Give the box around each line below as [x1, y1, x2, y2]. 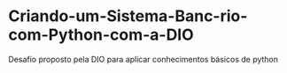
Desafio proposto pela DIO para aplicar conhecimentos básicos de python [8, 54, 279, 64]
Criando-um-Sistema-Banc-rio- [8, 6, 248, 26]
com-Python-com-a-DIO [8, 25, 194, 45]
